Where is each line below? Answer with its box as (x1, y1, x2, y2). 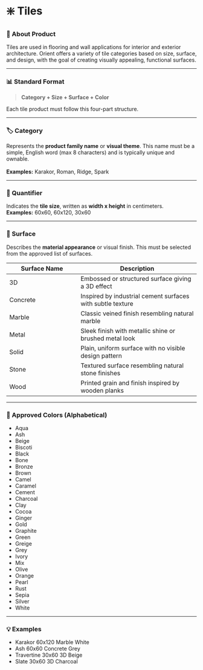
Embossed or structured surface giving (80, 274, 192, 283)
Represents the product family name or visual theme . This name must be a (6, 143, 195, 150)
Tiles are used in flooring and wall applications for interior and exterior (6, 43, 181, 51)
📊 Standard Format (6, 77, 65, 86)
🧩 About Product (6, 30, 56, 39)
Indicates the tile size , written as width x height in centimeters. (6, 202, 164, 210)
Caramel (14, 482, 36, 489)
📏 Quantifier (6, 189, 43, 197)
